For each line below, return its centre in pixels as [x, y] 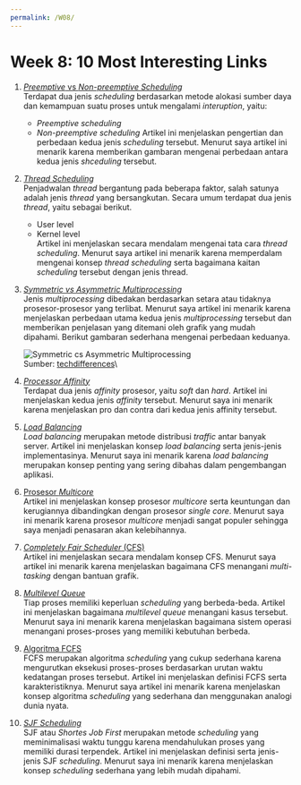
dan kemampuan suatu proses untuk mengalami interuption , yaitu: [145, 106]
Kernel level [58, 234]
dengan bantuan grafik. [96, 576]
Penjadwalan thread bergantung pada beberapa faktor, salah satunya [151, 188]
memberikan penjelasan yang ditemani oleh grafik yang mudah [139, 327]
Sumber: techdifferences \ [70, 363]
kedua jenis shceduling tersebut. [97, 161]
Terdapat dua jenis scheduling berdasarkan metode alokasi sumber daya [157, 96]
